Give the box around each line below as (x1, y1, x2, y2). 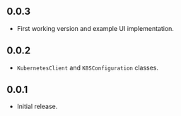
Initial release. (16, 102, 58, 111)
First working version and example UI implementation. (16, 24, 175, 32)
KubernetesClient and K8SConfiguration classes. (16, 63, 159, 72)
